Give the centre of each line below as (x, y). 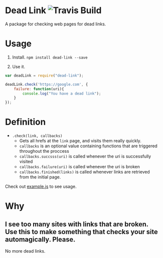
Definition (26, 122)
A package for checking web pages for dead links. (55, 24)
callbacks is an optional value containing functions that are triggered (88, 146)
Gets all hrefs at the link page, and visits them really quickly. (80, 141)
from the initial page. (40, 177)
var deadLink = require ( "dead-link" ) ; (44, 76)
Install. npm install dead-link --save (50, 57)
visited (26, 161)
